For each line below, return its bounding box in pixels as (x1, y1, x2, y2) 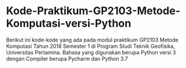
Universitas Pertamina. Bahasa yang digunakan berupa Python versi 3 (6, 48, 176, 56)
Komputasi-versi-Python (6, 17, 132, 30)
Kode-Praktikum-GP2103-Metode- (6, 4, 181, 18)
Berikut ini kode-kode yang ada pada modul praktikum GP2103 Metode (6, 36, 179, 43)
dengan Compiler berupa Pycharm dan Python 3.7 (6, 55, 128, 62)
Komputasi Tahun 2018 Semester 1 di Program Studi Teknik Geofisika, (6, 43, 175, 50)
